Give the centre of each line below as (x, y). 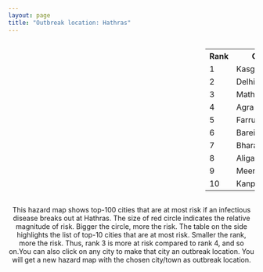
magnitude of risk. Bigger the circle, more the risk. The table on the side (131, 226)
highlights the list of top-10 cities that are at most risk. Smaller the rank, (131, 234)
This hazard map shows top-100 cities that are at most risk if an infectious (131, 209)
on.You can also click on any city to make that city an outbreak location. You (131, 251)
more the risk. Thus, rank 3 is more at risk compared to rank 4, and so (131, 243)
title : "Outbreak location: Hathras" (70, 23)
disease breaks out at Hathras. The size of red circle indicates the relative (131, 218)
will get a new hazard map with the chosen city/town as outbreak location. (131, 259)
